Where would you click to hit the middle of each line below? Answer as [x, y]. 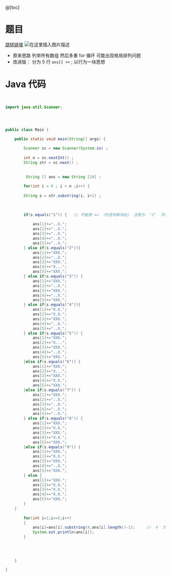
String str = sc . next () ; [51, 163]
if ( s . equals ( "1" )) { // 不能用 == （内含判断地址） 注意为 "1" [90, 215]
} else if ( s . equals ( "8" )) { [53, 418]
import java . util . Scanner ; [34, 107]
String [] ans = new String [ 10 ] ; [63, 177]
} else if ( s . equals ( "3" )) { [53, 276]
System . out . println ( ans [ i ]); [63, 532]
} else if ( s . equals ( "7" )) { [52, 390]
